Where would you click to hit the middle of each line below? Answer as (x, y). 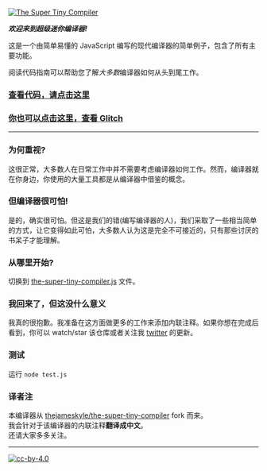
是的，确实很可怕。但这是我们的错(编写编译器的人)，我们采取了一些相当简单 (133, 220)
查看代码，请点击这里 (49, 95)
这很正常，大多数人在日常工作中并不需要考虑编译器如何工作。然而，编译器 (130, 169)
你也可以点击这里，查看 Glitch (66, 118)
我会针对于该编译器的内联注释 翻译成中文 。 (78, 425)
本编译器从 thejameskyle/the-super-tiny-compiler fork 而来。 (108, 415)
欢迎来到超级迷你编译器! (48, 29)
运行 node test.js (38, 374)
